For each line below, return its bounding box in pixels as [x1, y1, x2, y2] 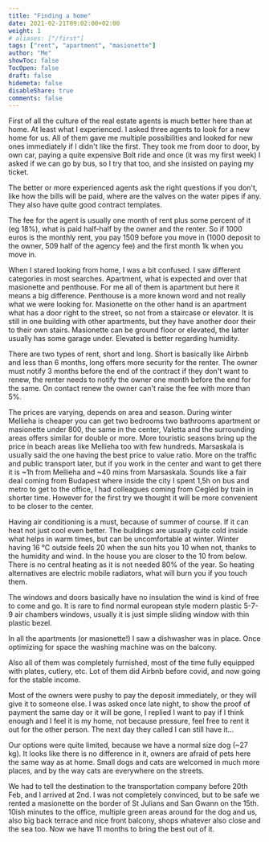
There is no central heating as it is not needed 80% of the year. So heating [8, 560, 255, 569]
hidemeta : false [8, 79, 63, 87]
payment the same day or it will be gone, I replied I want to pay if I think [8, 708, 245, 717]
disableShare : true [8, 86, 74, 95]
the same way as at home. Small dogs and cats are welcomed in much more [8, 758, 260, 767]
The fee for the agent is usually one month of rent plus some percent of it [8, 216, 251, 225]
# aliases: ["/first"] [8, 34, 84, 43]
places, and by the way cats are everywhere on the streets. [8, 766, 205, 776]
